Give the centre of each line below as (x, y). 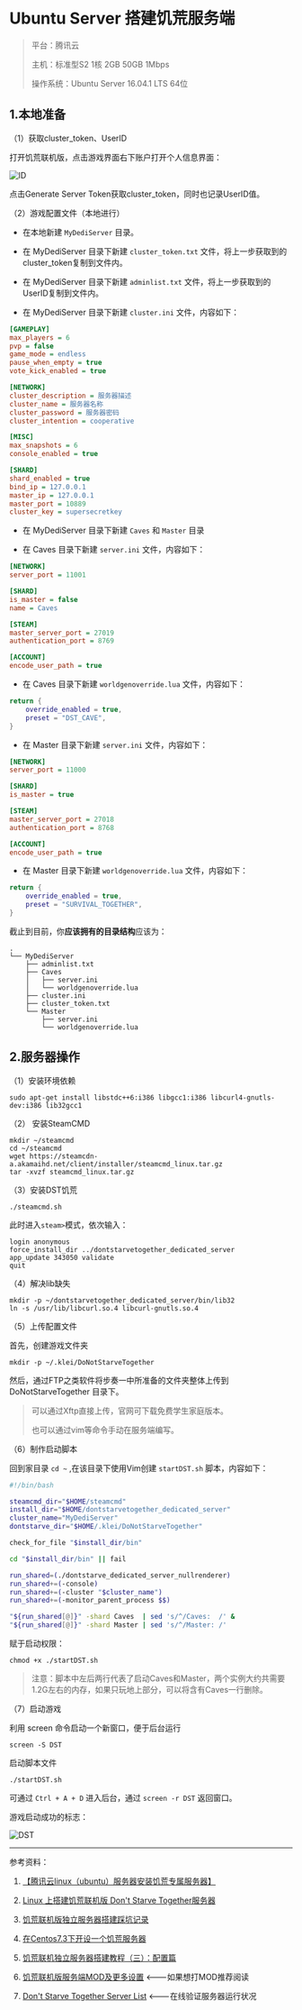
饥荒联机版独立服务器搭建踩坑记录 (85, 1920)
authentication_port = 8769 (62, 641)
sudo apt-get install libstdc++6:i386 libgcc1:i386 (108, 1097)
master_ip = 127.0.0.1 (52, 495)
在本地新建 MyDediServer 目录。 (80, 232)
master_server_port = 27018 (62, 819)
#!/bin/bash (31, 1485)
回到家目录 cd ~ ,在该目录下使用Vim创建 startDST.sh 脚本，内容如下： (139, 1468)
